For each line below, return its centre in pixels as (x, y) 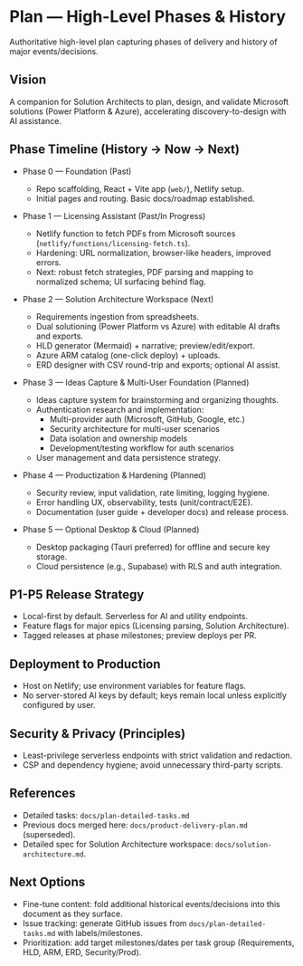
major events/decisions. (54, 51)
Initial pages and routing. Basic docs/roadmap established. (145, 198)
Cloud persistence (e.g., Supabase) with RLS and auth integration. (159, 566)
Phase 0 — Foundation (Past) (77, 171)
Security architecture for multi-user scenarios (134, 428)
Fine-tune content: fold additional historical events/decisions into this (151, 904)
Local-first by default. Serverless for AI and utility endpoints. (135, 617)
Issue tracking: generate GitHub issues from (104, 923)
